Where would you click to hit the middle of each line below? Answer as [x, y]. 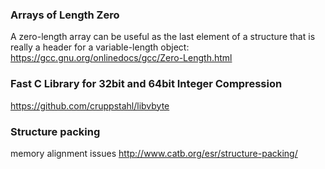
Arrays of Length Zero [65, 15]
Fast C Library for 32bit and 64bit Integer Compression [146, 84]
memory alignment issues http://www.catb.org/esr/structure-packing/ [154, 153]
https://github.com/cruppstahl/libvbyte [90, 105]
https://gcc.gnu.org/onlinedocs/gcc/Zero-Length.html [121, 58]
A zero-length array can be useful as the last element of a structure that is [163, 37]
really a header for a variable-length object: [100, 47]
